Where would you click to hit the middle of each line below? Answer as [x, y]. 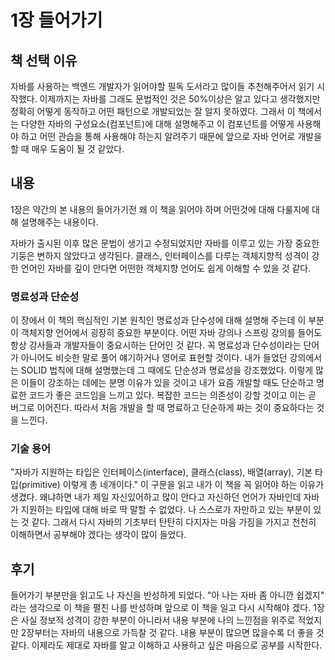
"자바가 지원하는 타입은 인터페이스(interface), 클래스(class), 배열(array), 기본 [161, 472]
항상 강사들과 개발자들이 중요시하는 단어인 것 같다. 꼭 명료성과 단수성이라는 [156, 345]
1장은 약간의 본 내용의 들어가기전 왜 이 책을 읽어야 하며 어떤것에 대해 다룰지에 [160, 209]
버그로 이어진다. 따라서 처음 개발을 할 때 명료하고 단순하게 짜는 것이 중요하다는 [162, 408]
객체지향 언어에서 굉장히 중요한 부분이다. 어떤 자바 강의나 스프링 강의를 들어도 [171, 333]
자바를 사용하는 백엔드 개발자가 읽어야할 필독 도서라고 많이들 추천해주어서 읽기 [162, 86]
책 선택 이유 [44, 60]
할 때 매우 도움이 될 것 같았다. [67, 149]
